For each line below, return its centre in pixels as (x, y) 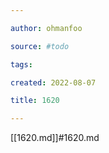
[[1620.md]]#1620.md (55, 138)
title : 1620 (35, 101)
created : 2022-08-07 (53, 82)
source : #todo (40, 46)
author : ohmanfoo (46, 28)
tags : (21, 64)
